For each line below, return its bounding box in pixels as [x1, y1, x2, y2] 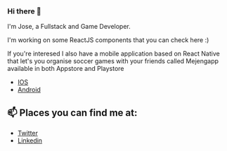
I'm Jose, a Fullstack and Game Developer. [7, 22, 131, 31]
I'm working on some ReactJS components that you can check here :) [7, 36, 209, 44]
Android [17, 86, 41, 94]
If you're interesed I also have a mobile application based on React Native [7, 49, 220, 58]
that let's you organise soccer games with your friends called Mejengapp [7, 57, 219, 65]
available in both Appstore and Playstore [7, 65, 124, 73]
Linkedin [17, 136, 43, 145]
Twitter [17, 129, 39, 138]
